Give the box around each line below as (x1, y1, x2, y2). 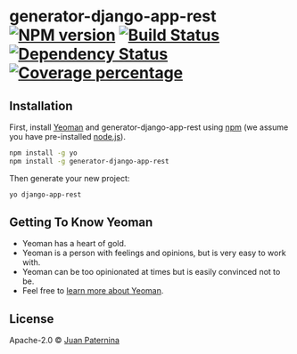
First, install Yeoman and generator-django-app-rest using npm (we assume (9, 122, 289, 133)
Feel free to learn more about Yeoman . (21, 286, 164, 296)
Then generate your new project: (9, 173, 130, 183)
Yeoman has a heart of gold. (21, 238, 127, 249)
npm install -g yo (9, 149, 78, 157)
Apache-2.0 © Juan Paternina (9, 335, 120, 346)
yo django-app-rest (9, 189, 82, 199)
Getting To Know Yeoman (9, 215, 153, 230)
